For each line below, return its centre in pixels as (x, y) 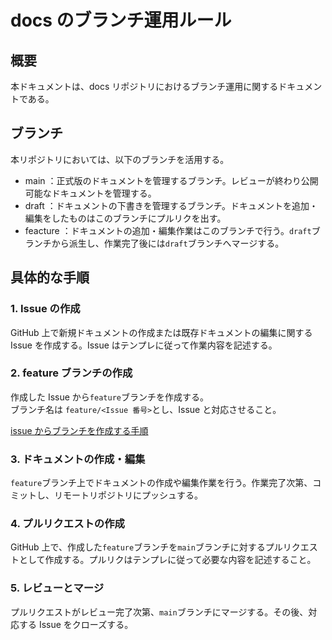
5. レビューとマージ (57, 588)
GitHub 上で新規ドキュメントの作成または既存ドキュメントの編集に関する (161, 332)
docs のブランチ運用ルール (121, 20)
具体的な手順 (50, 277)
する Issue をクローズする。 (76, 624)
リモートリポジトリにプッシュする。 (128, 495)
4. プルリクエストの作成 (67, 524)
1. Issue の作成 (45, 309)
